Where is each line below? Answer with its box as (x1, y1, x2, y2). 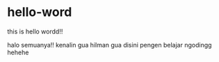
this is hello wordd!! (7, 27, 63, 36)
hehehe (7, 48, 29, 56)
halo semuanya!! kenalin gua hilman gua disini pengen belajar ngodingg (7, 40, 212, 49)
